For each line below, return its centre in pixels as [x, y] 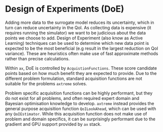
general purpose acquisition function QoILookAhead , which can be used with [81, 109]
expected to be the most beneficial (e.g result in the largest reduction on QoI [81, 48]
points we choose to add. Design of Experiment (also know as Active [74, 38]
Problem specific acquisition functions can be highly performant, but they [79, 93]
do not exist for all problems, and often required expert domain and [72, 98]
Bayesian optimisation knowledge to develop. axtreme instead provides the [80, 103]
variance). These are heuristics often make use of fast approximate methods [81, 53]
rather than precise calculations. [37, 58]
